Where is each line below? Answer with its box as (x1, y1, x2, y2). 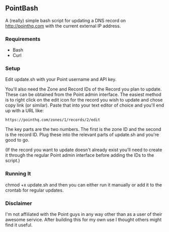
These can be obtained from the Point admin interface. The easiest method (5, 91, 161, 98)
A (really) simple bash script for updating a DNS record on (5, 17, 126, 23)
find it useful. (5, 222, 33, 228)
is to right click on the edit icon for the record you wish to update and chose (5, 97, 163, 103)
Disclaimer (5, 200, 32, 207)
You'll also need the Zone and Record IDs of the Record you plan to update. (5, 86, 162, 92)
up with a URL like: (5, 108, 44, 114)
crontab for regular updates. (5, 187, 64, 193)
